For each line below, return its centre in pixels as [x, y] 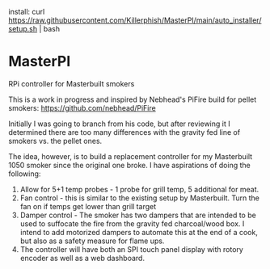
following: [25, 174]
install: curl [27, 12]
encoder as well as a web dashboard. [82, 258]
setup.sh [23, 29]
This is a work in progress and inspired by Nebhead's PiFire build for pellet [133, 99]
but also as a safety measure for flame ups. [92, 241]
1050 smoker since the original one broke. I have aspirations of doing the [129, 165]
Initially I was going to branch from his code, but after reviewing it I [119, 124]
